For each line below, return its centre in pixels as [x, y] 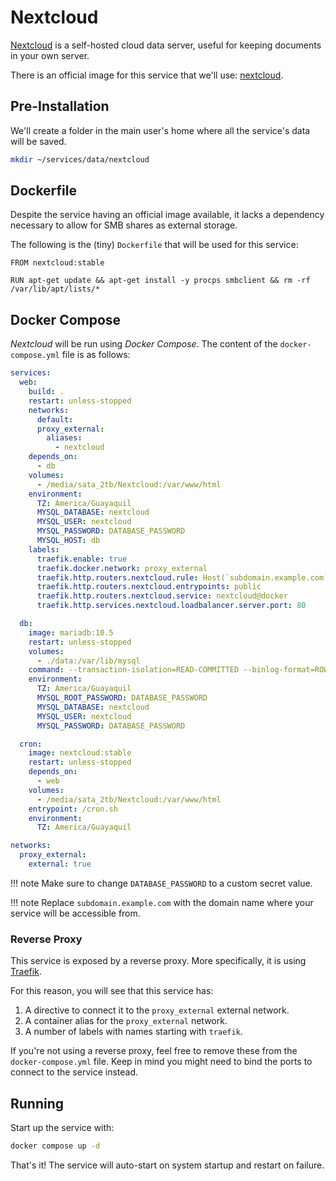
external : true [60, 864]
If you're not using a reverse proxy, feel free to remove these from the [154, 1051]
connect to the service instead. [74, 1072]
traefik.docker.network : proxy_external [122, 568]
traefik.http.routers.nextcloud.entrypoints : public [149, 587]
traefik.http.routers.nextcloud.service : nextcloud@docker [162, 596]
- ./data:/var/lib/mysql [88, 661]
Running [37, 1103]
